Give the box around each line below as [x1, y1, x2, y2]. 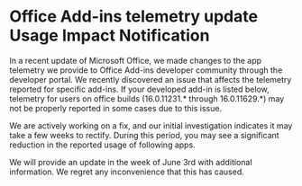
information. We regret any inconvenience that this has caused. [9, 166, 245, 177]
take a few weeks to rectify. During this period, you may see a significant [9, 129, 279, 140]
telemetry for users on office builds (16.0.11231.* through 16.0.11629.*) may [9, 93, 285, 104]
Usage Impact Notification [9, 25, 210, 46]
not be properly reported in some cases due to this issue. [9, 102, 223, 113]
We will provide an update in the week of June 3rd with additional [9, 156, 252, 167]
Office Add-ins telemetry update [9, 6, 259, 27]
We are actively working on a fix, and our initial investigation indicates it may [9, 120, 293, 131]
